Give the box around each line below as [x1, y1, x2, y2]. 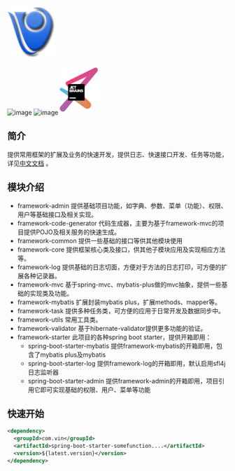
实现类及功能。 [29, 289, 73, 297]
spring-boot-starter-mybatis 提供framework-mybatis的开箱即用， [27, 341, 217, 350]
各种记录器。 [23, 271, 61, 280]
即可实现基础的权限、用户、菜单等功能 [40, 385, 151, 394]
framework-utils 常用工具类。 [17, 315, 102, 324]
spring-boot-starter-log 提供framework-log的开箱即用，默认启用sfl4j [27, 359, 226, 367]
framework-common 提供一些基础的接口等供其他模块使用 [17, 236, 183, 245]
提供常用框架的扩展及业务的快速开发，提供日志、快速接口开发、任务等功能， [7, 150, 228, 158]
